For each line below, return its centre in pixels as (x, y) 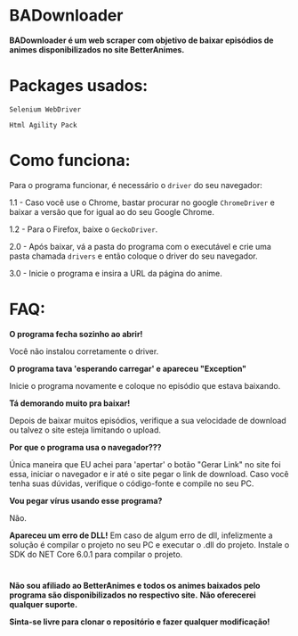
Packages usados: (79, 86)
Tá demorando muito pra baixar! (70, 403)
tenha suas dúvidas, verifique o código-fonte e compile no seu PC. (132, 483)
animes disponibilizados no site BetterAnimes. (97, 49)
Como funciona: (70, 161)
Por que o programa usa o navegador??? (85, 447)
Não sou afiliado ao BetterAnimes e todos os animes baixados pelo (135, 585)
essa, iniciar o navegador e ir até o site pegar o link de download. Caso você (149, 474)
